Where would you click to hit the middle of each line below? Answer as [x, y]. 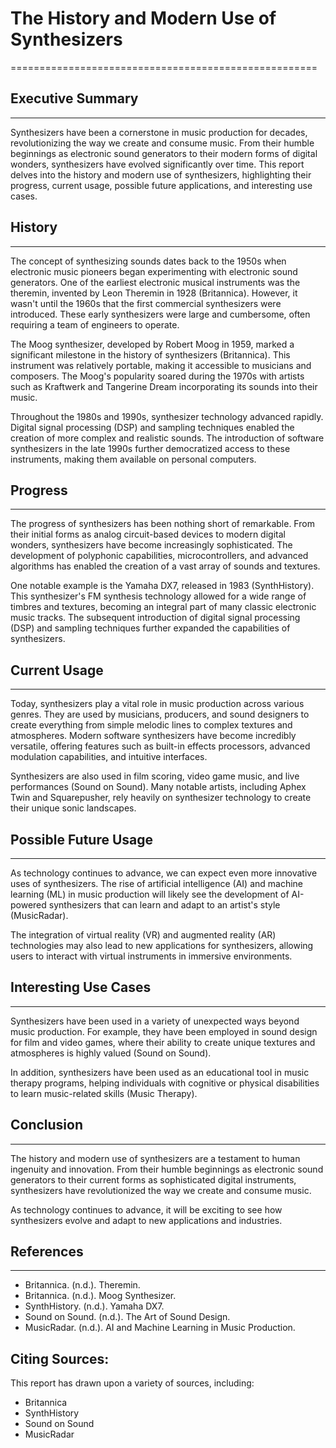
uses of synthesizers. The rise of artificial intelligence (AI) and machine [157, 883]
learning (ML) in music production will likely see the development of [150, 894]
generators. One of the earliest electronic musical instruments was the [155, 282]
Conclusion [47, 1125]
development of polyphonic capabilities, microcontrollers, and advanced [159, 556]
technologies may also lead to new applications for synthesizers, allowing [162, 945]
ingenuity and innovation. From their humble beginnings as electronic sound [167, 1169]
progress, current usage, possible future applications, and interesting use [161, 185]
